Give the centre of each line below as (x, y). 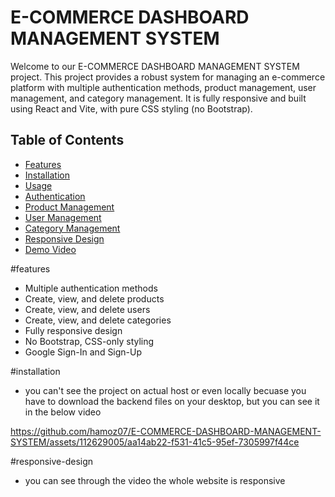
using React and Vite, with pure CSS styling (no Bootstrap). (131, 108)
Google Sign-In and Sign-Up (83, 352)
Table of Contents (67, 140)
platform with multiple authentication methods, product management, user (163, 87)
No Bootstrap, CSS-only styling (89, 341)
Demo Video (50, 249)
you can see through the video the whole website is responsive (155, 480)
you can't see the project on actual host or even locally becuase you (165, 390)
